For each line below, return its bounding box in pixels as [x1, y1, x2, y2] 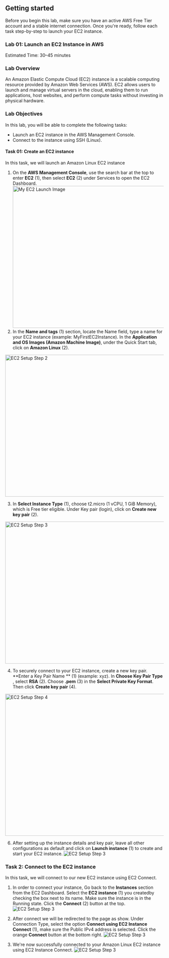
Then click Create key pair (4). [12, 683, 77, 689]
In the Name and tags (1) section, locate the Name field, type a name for [12, 328, 162, 335]
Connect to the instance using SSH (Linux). [12, 137, 102, 143]
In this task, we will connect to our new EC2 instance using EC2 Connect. [5, 875, 157, 881]
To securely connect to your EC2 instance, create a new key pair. [12, 667, 147, 673]
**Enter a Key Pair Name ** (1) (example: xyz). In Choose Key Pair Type [12, 673, 163, 679]
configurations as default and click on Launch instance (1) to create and [12, 845, 162, 851]
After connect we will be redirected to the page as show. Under [12, 916, 144, 922]
